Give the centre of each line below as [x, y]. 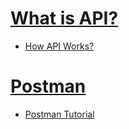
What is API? [64, 18]
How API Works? [59, 46]
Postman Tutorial [59, 114]
